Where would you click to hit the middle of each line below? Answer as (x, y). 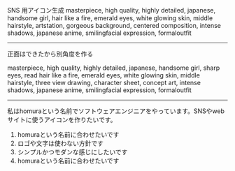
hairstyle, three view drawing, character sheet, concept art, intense (104, 83)
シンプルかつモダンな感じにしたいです (72, 152)
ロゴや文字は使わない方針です (60, 143)
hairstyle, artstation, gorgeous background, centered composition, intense (114, 25)
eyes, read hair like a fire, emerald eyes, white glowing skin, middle (104, 75)
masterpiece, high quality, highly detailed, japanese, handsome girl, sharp (114, 68)
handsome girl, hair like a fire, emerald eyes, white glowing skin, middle (110, 18)
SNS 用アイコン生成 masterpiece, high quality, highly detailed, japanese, (111, 10)
